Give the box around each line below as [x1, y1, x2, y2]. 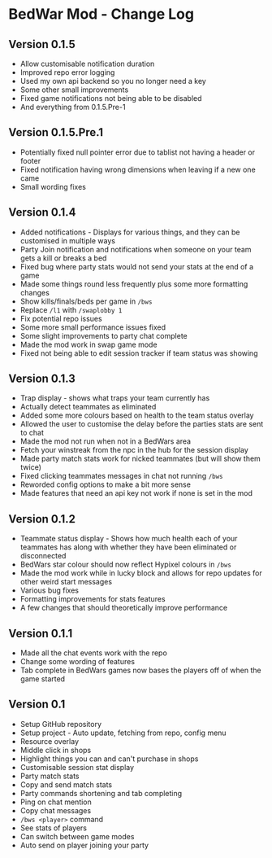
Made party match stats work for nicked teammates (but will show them [19, 453, 261, 464]
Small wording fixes [19, 182, 87, 191]
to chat [19, 428, 45, 438]
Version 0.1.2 [8, 512, 76, 526]
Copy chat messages [19, 805, 92, 815]
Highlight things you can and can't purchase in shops [19, 754, 199, 764]
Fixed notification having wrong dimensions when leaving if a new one [19, 164, 256, 174]
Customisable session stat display [19, 762, 135, 772]
